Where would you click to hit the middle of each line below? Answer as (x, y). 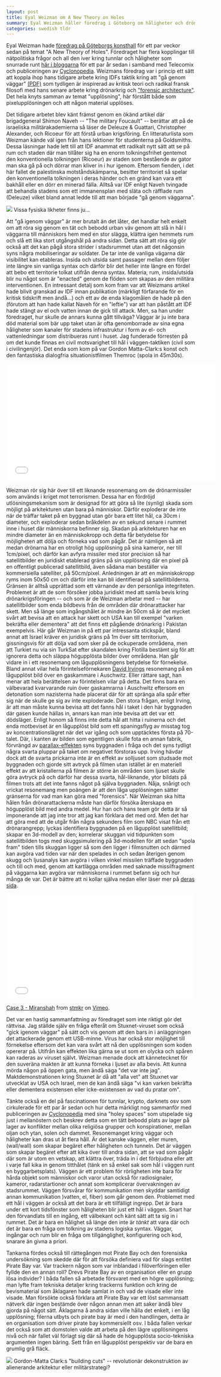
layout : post (22, 12)
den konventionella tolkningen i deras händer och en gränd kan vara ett (94, 178)
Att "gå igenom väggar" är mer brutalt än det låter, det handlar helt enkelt (96, 221)
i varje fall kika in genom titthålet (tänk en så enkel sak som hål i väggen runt (100, 1165)
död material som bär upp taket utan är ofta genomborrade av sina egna (95, 323)
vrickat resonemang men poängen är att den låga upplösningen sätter (92, 790)
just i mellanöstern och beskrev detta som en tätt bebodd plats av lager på (98, 1120)
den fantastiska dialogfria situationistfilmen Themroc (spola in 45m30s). (95, 355)
